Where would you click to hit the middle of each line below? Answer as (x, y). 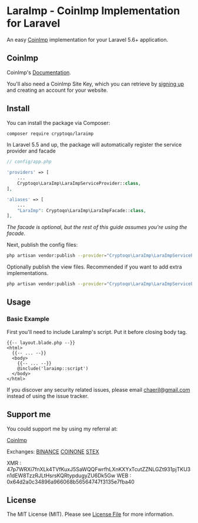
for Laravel (33, 23)
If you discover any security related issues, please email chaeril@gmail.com (98, 389)
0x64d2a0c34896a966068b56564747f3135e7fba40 (71, 482)
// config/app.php (29, 162)
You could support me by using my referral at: (62, 429)
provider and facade (31, 151)
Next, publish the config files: (42, 245)
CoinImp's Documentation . (39, 72)
